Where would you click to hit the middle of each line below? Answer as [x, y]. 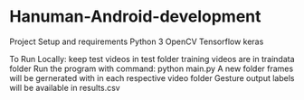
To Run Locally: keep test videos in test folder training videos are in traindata [152, 59]
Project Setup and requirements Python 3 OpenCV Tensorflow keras [137, 41]
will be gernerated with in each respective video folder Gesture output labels [152, 77]
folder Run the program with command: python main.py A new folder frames [152, 68]
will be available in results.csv [65, 87]
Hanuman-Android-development [135, 17]
